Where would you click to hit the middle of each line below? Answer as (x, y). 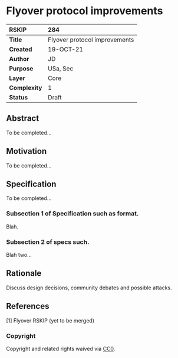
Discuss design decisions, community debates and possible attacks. (89, 288)
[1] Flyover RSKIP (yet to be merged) (50, 320)
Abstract (23, 119)
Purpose (21, 68)
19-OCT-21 (66, 49)
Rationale (24, 273)
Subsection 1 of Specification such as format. (72, 214)
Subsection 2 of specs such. (48, 242)
